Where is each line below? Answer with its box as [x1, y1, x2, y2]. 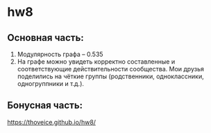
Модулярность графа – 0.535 [17, 50, 103, 58]
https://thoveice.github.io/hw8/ [7, 118, 96, 126]
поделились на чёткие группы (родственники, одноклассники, [17, 72, 204, 80]
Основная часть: [7, 32, 85, 44]
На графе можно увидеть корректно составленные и [17, 57, 176, 66]
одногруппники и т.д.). [17, 80, 85, 87]
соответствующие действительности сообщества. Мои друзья [17, 65, 205, 73]
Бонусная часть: [7, 100, 83, 112]
